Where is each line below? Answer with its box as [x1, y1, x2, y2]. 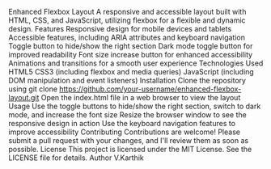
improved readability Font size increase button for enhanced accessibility [8, 50, 253, 59]
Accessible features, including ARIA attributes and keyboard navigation [8, 32, 245, 42]
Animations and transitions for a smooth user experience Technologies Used [8, 58, 264, 68]
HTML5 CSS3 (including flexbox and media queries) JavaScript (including [8, 67, 255, 76]
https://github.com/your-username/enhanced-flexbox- [59, 84, 242, 94]
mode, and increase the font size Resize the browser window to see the [8, 110, 247, 120]
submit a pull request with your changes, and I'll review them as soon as [8, 136, 249, 145]
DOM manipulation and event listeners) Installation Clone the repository [8, 76, 247, 85]
